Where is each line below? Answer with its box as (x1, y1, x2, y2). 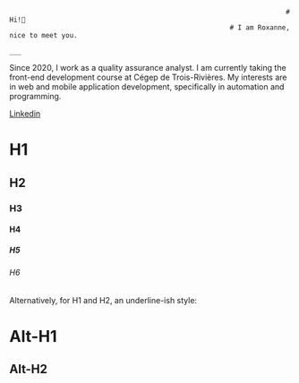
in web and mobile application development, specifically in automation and (9, 81, 285, 92)
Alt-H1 (9, 326, 57, 346)
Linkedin (9, 108, 41, 119)
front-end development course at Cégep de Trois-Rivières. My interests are (9, 72, 287, 82)
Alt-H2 (9, 362, 47, 377)
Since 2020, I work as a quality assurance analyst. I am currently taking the (9, 63, 286, 72)
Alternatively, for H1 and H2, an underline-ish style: (9, 294, 198, 305)
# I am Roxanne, (229, 23, 291, 32)
